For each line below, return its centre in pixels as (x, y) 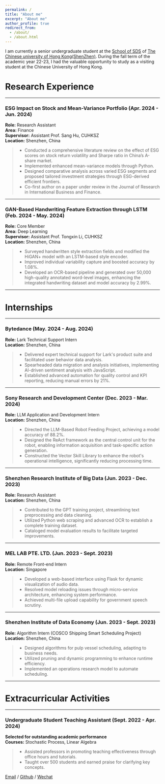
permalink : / (18, 10)
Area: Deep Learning (27, 231)
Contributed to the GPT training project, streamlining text (82, 510)
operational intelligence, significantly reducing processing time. (89, 461)
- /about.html (24, 37)
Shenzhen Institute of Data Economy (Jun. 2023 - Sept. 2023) (81, 622)
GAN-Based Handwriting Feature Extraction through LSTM (76, 210)
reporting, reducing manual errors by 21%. (67, 380)
